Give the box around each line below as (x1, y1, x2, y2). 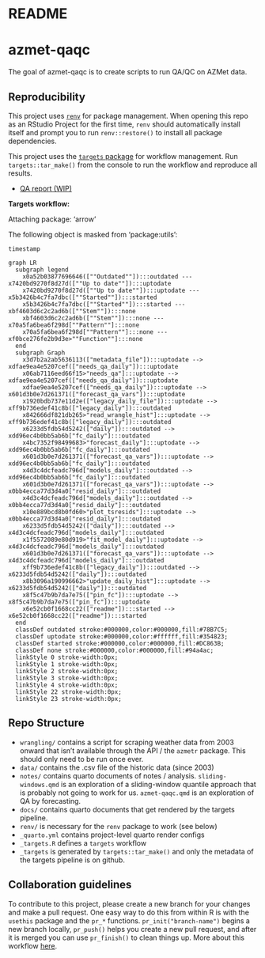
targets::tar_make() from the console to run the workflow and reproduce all (8, 160, 258, 169)
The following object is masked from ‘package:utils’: (8, 229, 178, 239)
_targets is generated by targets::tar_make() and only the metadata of (19, 846, 255, 856)
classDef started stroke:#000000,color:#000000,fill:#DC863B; (15, 639, 225, 647)
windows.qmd (19, 781, 59, 789)
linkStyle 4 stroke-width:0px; (15, 681, 119, 689)
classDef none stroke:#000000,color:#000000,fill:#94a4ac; (15, 646, 214, 654)
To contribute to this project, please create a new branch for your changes (8, 899, 251, 908)
